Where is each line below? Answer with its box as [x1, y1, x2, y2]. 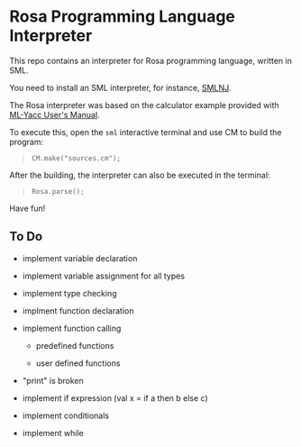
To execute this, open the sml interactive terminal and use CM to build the [9, 126, 282, 137]
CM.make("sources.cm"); [31, 153, 122, 163]
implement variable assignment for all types [22, 270, 186, 281]
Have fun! [9, 203, 46, 214]
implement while [22, 427, 84, 438]
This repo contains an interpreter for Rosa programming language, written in [9, 55, 293, 66]
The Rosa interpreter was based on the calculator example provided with [9, 99, 279, 110]
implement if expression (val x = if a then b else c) [22, 392, 209, 403]
